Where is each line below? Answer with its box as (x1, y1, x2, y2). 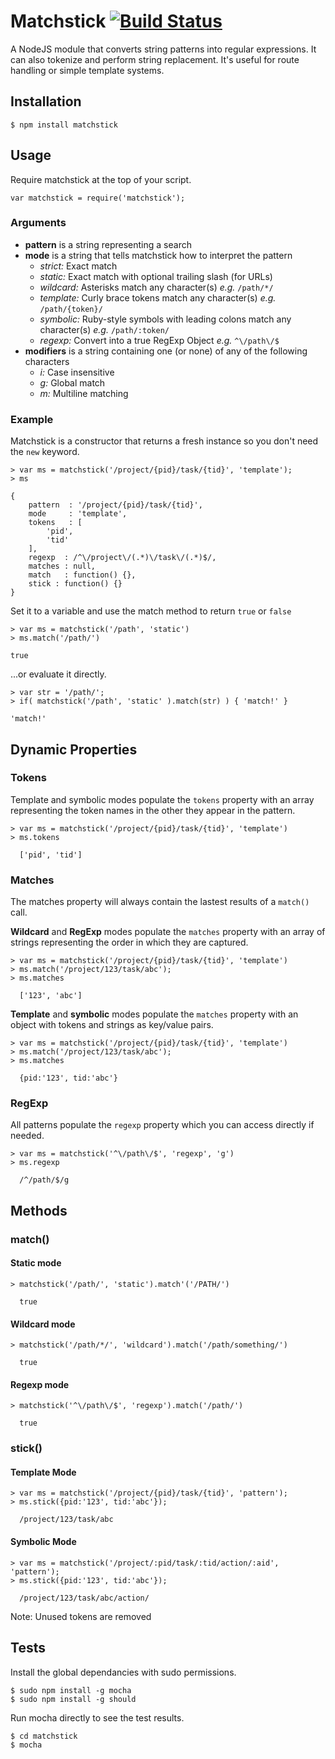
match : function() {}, (28, 570, 137, 580)
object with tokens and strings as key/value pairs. (10, 1019, 214, 1031)
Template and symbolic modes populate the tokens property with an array (10, 793, 315, 805)
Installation (10, 93, 82, 110)
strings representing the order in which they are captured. (10, 936, 249, 949)
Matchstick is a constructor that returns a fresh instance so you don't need (10, 435, 319, 447)
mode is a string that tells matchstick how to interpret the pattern (24, 249, 293, 261)
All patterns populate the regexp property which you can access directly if (10, 1119, 315, 1131)
